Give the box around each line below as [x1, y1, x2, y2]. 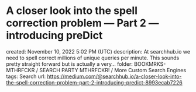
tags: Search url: [6, 73, 46, 80]
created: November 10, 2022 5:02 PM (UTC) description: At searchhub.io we [6, 48, 191, 55]
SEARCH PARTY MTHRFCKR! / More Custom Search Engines [39, 66, 186, 73]
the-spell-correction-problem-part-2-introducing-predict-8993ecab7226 [6, 79, 183, 86]
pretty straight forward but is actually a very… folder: [6, 60, 133, 68]
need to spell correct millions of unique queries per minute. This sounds [6, 54, 180, 61]
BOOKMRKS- [134, 60, 166, 68]
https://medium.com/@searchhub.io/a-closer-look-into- [46, 73, 182, 80]
